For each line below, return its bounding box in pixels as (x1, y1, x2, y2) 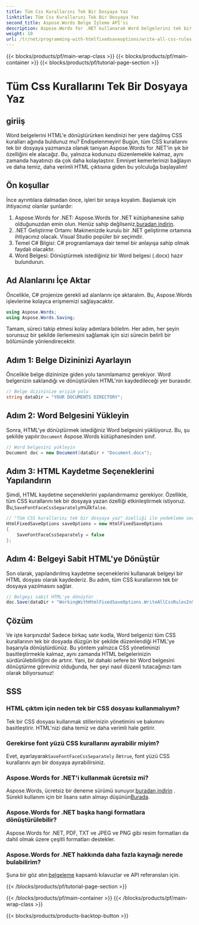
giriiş (6, 116, 25, 126)
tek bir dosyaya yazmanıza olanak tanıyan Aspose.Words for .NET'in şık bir (6, 144, 189, 151)
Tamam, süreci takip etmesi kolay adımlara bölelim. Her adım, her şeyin (6, 325, 179, 333)
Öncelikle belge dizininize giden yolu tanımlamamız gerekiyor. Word (6, 371, 171, 378)
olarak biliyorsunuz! (6, 670, 54, 677)
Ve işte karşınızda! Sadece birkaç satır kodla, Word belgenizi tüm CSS (6, 632, 176, 639)
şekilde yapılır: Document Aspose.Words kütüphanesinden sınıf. (6, 432, 156, 440)
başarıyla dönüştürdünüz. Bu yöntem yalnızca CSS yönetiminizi (6, 644, 161, 651)
